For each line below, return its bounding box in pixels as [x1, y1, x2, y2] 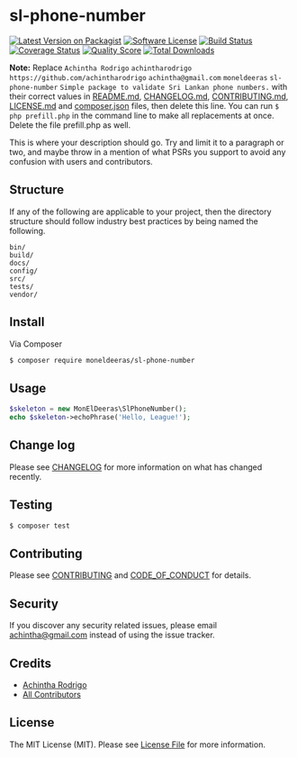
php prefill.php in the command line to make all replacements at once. [9, 110, 274, 121]
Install [9, 314, 45, 329]
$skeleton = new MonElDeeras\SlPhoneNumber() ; [9, 404, 187, 414]
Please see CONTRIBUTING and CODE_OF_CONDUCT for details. [9, 570, 252, 581]
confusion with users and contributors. [9, 156, 153, 167]
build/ [9, 250, 34, 259]
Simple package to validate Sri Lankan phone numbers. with [59, 81, 288, 92]
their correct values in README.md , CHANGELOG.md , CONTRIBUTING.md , [9, 91, 289, 102]
